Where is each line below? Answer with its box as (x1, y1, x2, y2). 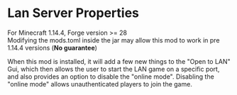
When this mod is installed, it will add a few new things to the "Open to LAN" (7, 57, 231, 65)
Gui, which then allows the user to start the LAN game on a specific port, (7, 65, 220, 73)
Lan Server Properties (7, 5, 140, 21)
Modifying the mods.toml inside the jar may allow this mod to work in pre (7, 35, 220, 44)
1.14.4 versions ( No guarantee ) (7, 43, 98, 52)
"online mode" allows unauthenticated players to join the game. (7, 79, 193, 88)
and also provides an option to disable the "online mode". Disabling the (7, 72, 214, 81)
